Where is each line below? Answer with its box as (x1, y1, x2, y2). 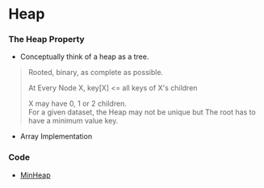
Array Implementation (19, 132, 93, 141)
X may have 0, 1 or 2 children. (27, 98, 127, 109)
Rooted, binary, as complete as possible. (27, 68, 164, 77)
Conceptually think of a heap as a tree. (19, 52, 149, 61)
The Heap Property (8, 34, 85, 45)
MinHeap (19, 170, 51, 180)
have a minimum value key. (27, 116, 119, 126)
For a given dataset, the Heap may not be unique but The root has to (27, 107, 256, 117)
